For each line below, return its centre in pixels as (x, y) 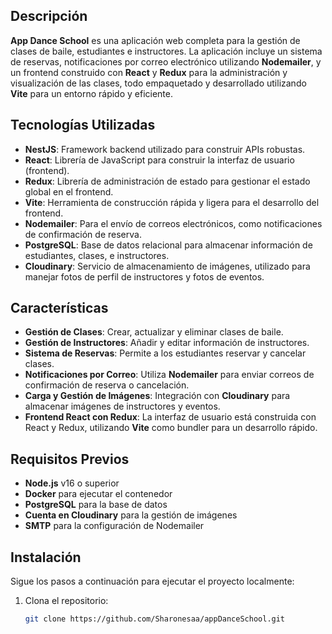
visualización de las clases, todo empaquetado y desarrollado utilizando (158, 83)
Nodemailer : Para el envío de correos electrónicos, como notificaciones (173, 223)
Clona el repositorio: (66, 601)
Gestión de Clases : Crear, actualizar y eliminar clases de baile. (154, 332)
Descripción (49, 16)
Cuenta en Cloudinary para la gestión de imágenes (131, 515)
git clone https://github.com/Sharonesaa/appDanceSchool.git (155, 619)
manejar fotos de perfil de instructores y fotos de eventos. (144, 276)
